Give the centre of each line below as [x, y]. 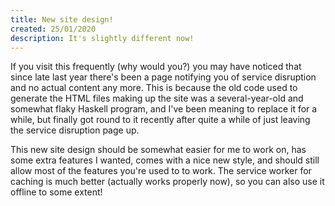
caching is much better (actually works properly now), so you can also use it [167, 182]
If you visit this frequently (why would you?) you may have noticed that [156, 67]
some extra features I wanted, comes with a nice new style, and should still [165, 160]
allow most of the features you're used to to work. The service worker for [161, 171]
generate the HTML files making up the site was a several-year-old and [157, 98]
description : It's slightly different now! [102, 38]
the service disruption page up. [75, 130]
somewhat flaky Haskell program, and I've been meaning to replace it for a [164, 109]
